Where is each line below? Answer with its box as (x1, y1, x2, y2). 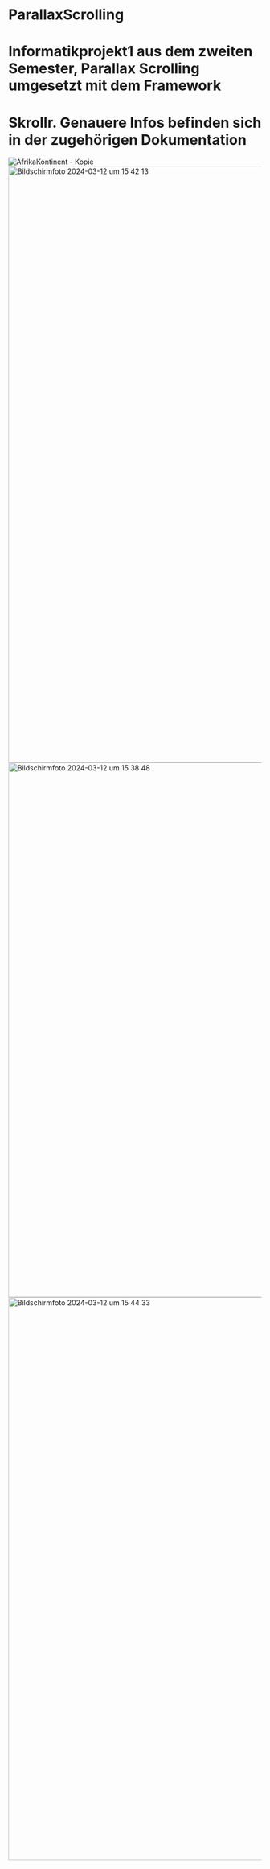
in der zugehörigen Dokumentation (8, 130, 247, 149)
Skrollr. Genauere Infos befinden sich (8, 113, 262, 132)
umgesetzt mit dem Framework (8, 76, 222, 95)
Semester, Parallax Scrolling (8, 60, 200, 78)
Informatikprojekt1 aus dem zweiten (8, 43, 253, 61)
